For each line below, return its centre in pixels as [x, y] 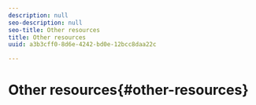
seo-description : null [45, 23]
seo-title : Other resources [54, 30]
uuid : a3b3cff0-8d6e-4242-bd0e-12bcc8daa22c [82, 45]
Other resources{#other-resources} [129, 90]
